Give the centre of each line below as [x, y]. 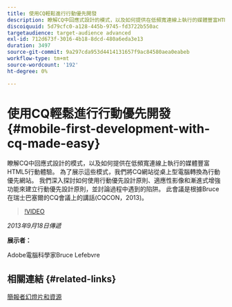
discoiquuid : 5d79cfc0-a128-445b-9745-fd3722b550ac [83, 26]
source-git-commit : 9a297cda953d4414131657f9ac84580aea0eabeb [98, 52]
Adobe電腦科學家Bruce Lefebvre [54, 255]
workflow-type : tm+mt [38, 59]
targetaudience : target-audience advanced [69, 33]
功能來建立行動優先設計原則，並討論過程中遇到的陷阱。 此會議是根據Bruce [113, 189]
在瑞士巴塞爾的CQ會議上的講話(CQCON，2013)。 [78, 198]
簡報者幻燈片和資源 [35, 297]
